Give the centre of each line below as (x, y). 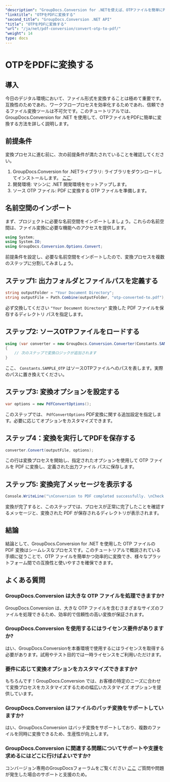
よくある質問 (25, 580)
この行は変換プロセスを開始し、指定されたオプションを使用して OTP (77, 460)
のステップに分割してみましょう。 (40, 263)
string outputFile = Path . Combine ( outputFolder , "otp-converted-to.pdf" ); (86, 297)
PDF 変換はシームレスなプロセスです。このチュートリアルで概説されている (83, 550)
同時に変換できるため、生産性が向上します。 (65, 734)
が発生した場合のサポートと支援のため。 (47, 774)
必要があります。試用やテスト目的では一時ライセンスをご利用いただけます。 (84, 654)
